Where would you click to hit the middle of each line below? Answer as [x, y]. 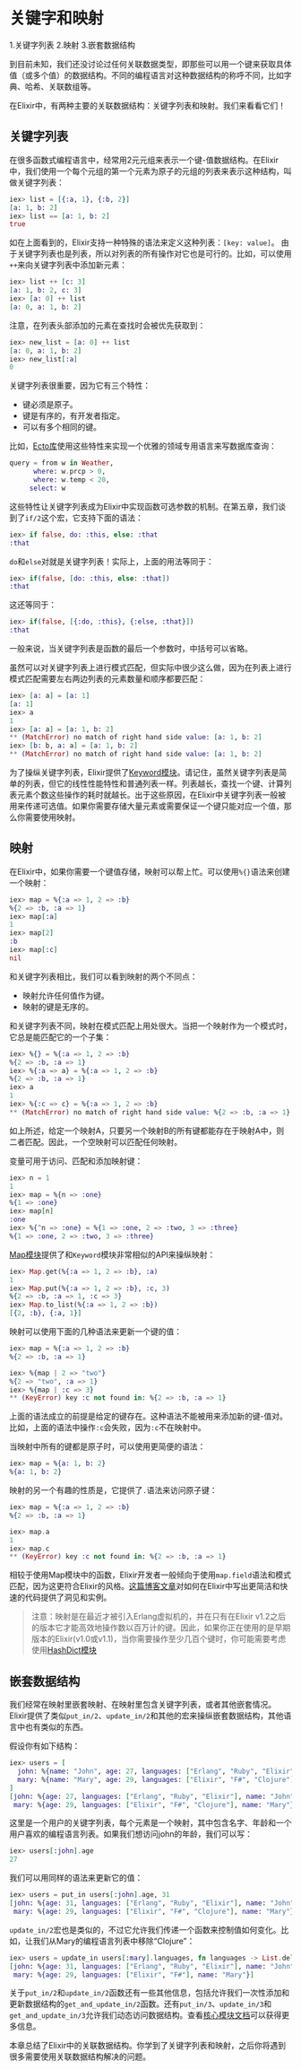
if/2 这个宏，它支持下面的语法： [84, 518]
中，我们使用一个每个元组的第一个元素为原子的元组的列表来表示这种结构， [146, 170]
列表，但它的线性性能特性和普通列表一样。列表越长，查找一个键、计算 [154, 783]
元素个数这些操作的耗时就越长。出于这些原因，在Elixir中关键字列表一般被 [151, 795]
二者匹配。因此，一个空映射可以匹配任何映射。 [95, 1141]
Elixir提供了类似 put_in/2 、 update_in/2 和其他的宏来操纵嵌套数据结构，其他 [146, 1716]
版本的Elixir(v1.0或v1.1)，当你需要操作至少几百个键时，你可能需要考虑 [159, 1639]
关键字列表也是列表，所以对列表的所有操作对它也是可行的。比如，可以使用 [154, 254]
